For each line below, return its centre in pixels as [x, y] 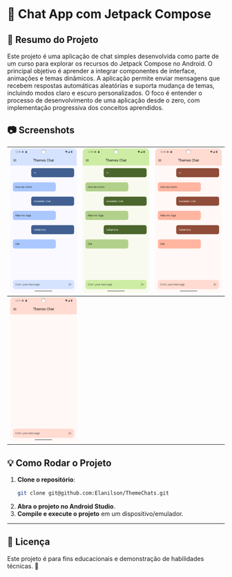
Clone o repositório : [46, 479]
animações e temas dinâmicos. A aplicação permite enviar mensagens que [114, 78]
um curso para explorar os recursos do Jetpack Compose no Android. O [110, 64]
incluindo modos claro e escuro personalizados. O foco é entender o [105, 93]
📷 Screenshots [41, 130]
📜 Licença [29, 542]
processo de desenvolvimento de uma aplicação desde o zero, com [104, 100]
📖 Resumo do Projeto [53, 40]
